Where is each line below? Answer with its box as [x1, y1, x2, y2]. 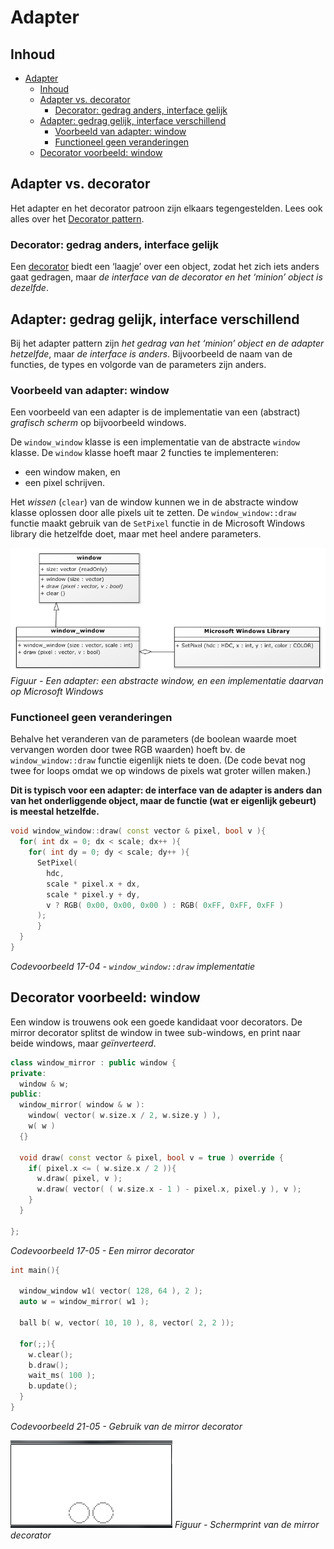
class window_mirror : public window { [10, 1057, 177, 1068]
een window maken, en [24, 466, 121, 478]
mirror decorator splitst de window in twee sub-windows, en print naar [10, 1026, 302, 1038]
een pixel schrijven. [24, 477, 106, 489]
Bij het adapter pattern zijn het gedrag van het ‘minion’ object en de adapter [10, 337, 325, 349]
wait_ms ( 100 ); [28, 1371, 97, 1381]
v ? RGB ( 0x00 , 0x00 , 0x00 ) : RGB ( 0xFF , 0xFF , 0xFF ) [46, 900, 284, 910]
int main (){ [10, 1265, 60, 1275]
